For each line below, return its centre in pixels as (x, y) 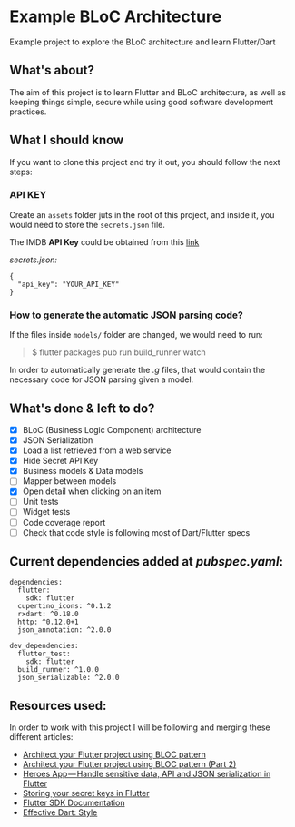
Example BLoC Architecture (116, 17)
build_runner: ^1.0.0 (59, 670)
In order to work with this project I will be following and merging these (140, 727)
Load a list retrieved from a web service (97, 450)
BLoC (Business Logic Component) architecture (112, 429)
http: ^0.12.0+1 (48, 622)
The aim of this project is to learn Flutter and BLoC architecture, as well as (148, 92)
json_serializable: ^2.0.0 (69, 678)
